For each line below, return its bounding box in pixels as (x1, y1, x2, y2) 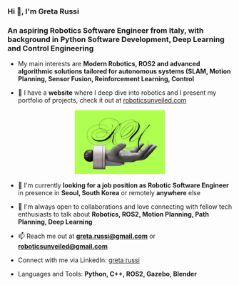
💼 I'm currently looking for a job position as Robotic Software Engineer (17, 181, 230, 190)
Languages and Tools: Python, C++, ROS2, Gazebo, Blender (17, 269, 198, 278)
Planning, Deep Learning (17, 217, 93, 226)
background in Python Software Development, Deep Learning (7, 34, 225, 44)
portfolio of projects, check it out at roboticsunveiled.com (17, 96, 187, 105)
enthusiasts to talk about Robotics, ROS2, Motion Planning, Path (17, 209, 209, 218)
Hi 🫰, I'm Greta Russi (7, 6, 80, 16)
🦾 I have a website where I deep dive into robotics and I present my (17, 88, 217, 97)
